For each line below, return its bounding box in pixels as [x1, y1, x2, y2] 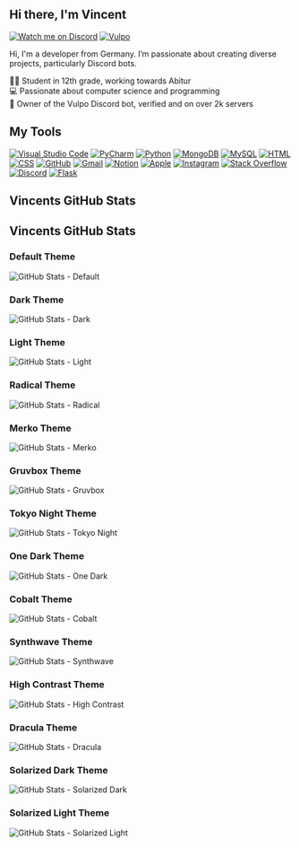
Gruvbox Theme [9, 464, 81, 476]
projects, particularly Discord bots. [9, 57, 137, 68]
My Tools [9, 125, 62, 140]
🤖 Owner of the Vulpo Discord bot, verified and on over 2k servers [9, 98, 253, 109]
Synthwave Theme [9, 636, 93, 648]
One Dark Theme [9, 550, 85, 563]
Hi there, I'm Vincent [9, 7, 127, 22]
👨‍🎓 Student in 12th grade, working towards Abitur [9, 75, 192, 86]
